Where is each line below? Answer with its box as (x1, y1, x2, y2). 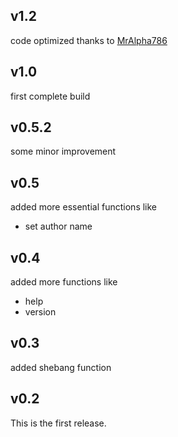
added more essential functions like (10, 201, 158, 213)
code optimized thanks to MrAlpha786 (10, 34, 168, 46)
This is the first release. (10, 417, 107, 429)
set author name (24, 220, 93, 233)
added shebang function (10, 361, 112, 373)
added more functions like (10, 276, 118, 288)
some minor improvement (10, 145, 117, 158)
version (24, 306, 57, 318)
